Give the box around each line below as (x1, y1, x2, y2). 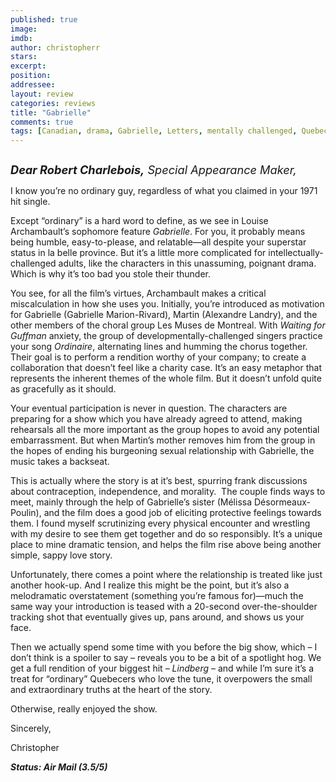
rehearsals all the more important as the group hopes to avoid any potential (10, 424, 320, 436)
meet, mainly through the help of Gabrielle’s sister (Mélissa (10, 496, 253, 508)
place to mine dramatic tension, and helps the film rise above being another (10, 539, 322, 551)
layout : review (10, 89, 74, 99)
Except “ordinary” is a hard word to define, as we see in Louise (10, 215, 269, 227)
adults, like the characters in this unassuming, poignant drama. (58, 257, 317, 270)
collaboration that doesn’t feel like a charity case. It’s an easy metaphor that (10, 362, 322, 374)
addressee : (10, 80, 56, 90)
